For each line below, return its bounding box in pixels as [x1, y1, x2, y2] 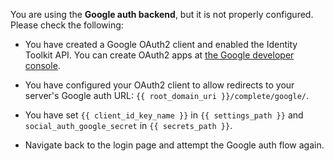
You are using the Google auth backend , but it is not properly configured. [10, 9, 314, 20]
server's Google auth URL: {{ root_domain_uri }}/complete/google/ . [24, 90, 310, 101]
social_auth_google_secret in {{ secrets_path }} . [24, 120, 233, 131]
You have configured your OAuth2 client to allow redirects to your [24, 79, 295, 91]
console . [24, 60, 61, 71]
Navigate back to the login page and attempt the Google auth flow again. [24, 139, 325, 151]
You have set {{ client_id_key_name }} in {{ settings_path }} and [24, 109, 304, 121]
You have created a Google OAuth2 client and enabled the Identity [24, 39, 298, 50]
